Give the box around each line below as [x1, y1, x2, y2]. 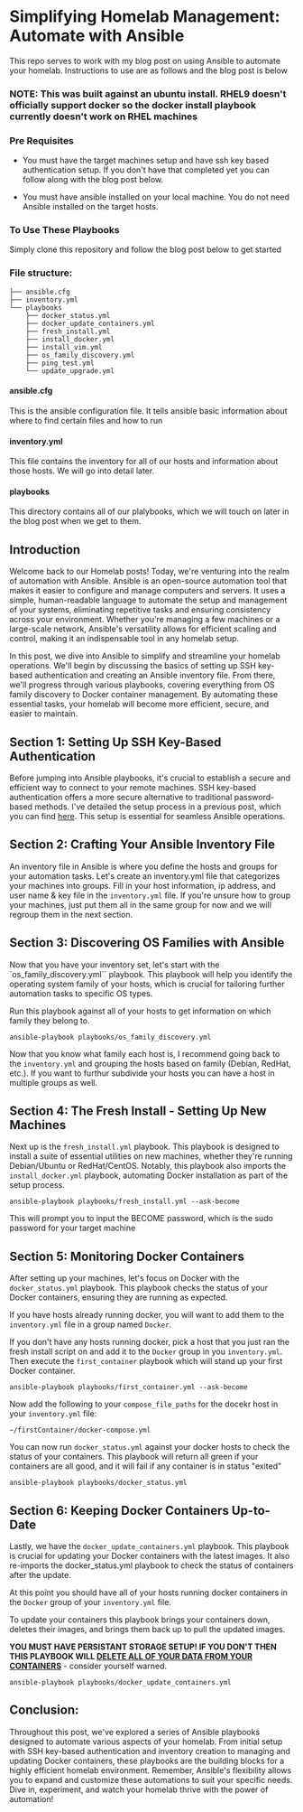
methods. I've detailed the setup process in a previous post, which [34, 801, 281, 812]
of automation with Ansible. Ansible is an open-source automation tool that [9, 575, 287, 586]
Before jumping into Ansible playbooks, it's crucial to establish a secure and [9, 772, 291, 783]
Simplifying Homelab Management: [9, 6, 280, 27]
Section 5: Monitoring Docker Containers [9, 1248, 245, 1264]
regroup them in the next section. [9, 909, 133, 920]
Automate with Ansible [9, 25, 185, 46]
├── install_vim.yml [25, 342, 103, 351]
